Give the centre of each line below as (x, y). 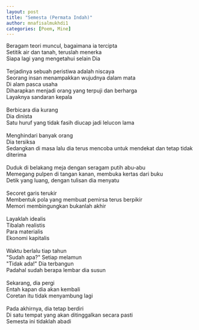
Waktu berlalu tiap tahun (37, 251)
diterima (17, 155)
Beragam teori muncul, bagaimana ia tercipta (62, 46)
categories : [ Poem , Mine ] (38, 29)
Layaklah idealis (26, 219)
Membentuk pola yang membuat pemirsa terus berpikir (74, 200)
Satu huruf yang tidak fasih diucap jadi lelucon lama (70, 123)
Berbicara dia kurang (32, 110)
